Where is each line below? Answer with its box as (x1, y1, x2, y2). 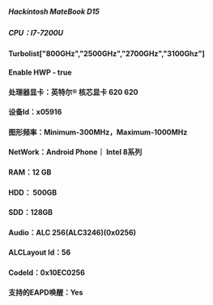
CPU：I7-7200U (8, 28, 63, 37)
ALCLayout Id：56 (8, 247, 71, 257)
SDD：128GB (8, 208, 53, 217)
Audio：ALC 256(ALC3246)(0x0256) (8, 227, 136, 237)
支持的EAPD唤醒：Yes (8, 288, 83, 298)
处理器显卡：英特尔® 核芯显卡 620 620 (8, 87, 138, 97)
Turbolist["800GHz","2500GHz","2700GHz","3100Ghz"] (8, 49, 205, 58)
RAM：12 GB (8, 167, 52, 177)
